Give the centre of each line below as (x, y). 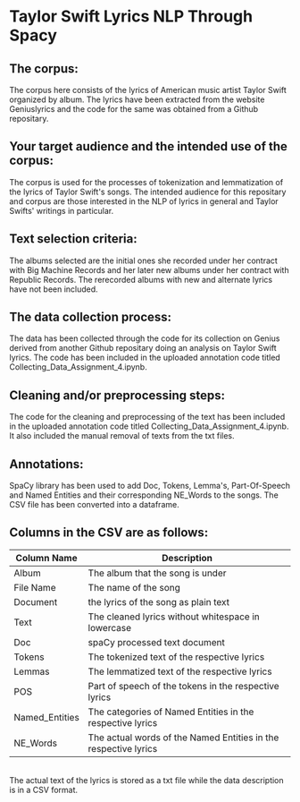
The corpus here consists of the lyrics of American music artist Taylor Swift (148, 90)
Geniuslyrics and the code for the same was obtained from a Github (134, 109)
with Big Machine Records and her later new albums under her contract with (149, 269)
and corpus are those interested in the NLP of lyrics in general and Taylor (144, 201)
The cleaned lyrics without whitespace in (174, 617)
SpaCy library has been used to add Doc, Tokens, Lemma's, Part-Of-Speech (150, 486)
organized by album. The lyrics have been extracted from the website (137, 99)
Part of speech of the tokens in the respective (183, 686)
